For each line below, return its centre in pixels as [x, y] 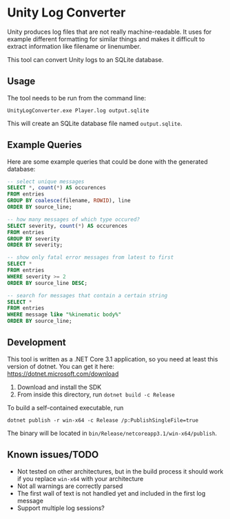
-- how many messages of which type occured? [73, 219]
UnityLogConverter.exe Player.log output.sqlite [78, 110]
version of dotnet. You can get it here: [61, 366]
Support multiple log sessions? [61, 508]
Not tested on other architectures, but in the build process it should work [120, 471]
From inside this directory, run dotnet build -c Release [96, 394]
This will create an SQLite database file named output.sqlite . [95, 123]
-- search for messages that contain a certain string [87, 295]
